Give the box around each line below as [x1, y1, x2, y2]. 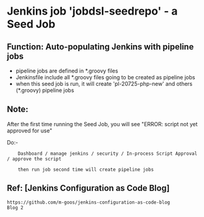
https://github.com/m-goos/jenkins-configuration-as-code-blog [7, 199, 171, 205]
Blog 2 [7, 204, 24, 211]
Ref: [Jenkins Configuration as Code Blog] [7, 183, 170, 193]
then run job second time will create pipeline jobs [18, 166, 154, 173]
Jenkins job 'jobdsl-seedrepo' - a [7, 4, 178, 18]
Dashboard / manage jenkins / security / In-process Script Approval [18, 151, 198, 157]
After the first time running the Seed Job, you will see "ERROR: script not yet [7, 120, 198, 127]
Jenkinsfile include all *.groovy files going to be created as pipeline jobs [15, 74, 195, 80]
